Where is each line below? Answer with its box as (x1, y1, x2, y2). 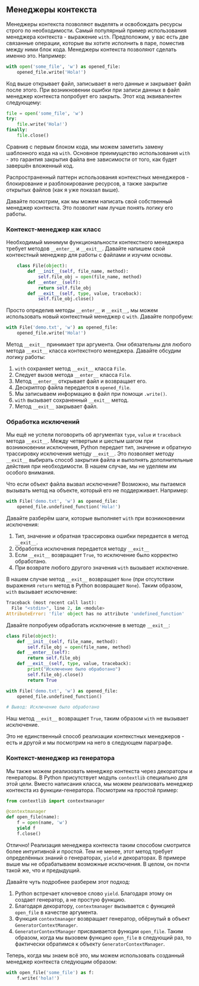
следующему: (6, 99, 42, 106)
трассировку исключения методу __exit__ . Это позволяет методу (6, 450, 174, 457)
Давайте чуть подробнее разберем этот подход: (6, 878, 131, 885)
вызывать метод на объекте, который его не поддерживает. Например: (6, 487, 189, 494)
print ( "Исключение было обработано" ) (27, 666, 121, 672)
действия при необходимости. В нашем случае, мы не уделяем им (6, 463, 177, 470)
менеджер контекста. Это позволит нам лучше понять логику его (6, 204, 173, 211)
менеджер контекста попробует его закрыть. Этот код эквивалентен (6, 92, 182, 100)
